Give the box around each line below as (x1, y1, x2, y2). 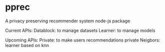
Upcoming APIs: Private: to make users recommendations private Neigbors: (5, 37, 161, 43)
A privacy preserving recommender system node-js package (5, 18, 131, 24)
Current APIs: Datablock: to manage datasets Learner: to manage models (5, 27, 156, 33)
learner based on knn (5, 42, 49, 48)
